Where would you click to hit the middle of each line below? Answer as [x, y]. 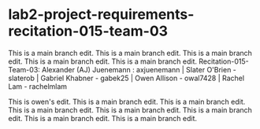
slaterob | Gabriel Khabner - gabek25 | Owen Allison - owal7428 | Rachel [126, 78]
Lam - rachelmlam [38, 86]
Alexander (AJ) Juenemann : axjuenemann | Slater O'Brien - [139, 69]
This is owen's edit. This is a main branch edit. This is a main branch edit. [127, 101]
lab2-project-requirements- [101, 15]
